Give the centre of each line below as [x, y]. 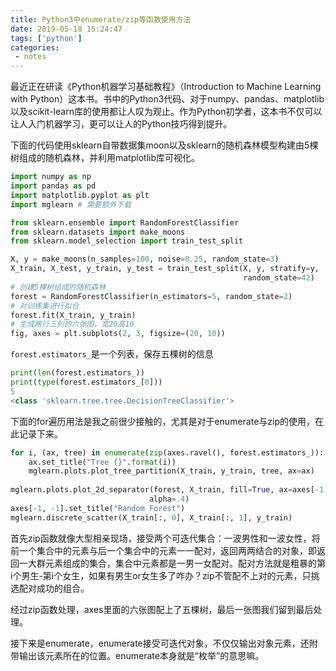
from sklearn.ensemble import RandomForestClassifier [125, 222]
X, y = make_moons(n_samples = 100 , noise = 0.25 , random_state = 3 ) [145, 259]
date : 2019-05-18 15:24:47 [66, 29]
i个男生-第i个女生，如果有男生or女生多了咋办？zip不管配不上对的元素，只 [161, 575]
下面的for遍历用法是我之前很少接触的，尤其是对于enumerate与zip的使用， [163, 421]
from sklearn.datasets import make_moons [98, 232]
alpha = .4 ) [169, 499]
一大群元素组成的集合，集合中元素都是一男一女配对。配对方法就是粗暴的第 [172, 563]
